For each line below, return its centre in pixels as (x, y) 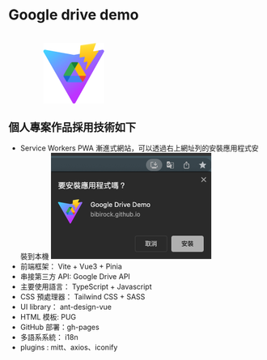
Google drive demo (74, 15)
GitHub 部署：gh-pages (59, 327)
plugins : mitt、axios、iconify (69, 347)
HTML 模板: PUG (48, 317)
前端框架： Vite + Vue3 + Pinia (71, 267)
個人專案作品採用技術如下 (72, 127)
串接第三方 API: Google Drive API (75, 277)
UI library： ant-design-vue (66, 307)
